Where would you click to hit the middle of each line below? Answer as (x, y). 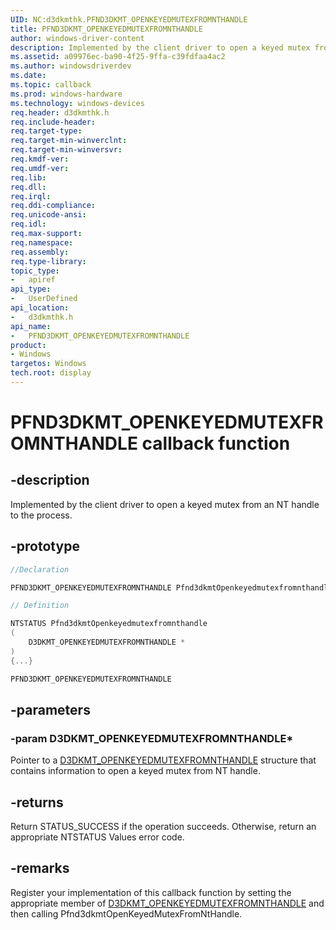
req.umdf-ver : (40, 168)
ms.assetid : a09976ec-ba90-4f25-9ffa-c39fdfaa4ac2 (118, 57)
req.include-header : (53, 122)
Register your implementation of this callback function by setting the (151, 892)
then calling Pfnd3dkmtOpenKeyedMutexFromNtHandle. (126, 913)
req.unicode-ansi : (48, 215)
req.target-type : (46, 131)
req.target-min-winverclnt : (69, 141)
